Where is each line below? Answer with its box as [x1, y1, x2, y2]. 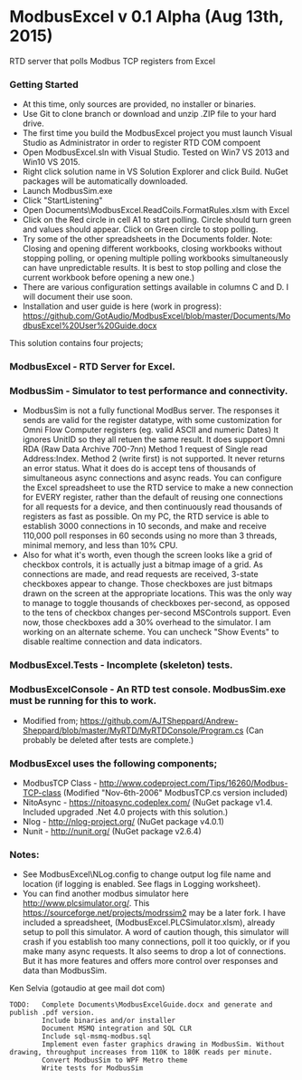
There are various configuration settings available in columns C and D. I [22, 282, 289, 293]
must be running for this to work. [9, 695, 156, 708]
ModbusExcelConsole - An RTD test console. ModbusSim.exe [9, 683, 287, 696]
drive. [22, 118, 44, 129]
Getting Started [9, 78, 79, 91]
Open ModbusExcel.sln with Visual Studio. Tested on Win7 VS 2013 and [22, 147, 289, 158]
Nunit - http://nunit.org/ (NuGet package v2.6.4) [22, 825, 202, 836]
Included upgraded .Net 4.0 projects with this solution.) [22, 806, 229, 817]
